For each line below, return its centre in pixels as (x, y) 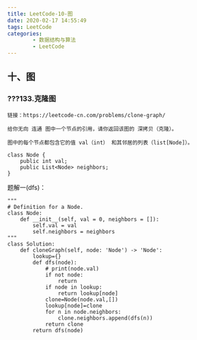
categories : (25, 34)
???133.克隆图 (32, 99)
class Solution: (31, 244)
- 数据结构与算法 (54, 40)
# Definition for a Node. (45, 207)
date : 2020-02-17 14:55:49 (47, 20)
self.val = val (55, 225)
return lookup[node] (88, 293)
